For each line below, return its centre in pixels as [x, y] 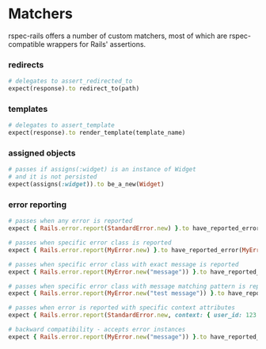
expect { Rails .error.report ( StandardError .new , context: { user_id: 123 [133, 315]
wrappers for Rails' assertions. [96, 44]
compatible [27, 44]
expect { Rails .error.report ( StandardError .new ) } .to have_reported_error [134, 228]
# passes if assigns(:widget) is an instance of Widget [102, 170]
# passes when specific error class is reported [90, 243]
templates [28, 109]
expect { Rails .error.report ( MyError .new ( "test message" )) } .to [116, 293]
